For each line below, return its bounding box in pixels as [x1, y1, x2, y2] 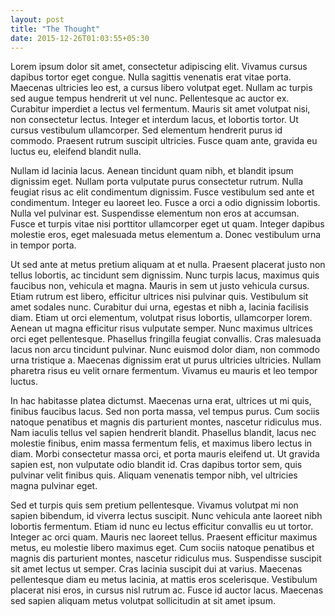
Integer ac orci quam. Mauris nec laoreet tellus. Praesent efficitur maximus [10, 531, 318, 543]
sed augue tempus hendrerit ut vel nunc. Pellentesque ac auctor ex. [10, 92, 290, 105]
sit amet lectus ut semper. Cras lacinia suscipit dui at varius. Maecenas [10, 563, 303, 575]
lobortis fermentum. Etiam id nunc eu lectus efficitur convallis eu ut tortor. [10, 521, 314, 533]
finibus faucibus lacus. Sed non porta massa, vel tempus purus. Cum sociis [10, 406, 320, 418]
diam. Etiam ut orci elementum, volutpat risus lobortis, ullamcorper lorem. [10, 312, 313, 324]
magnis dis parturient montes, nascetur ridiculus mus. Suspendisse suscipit [10, 552, 322, 565]
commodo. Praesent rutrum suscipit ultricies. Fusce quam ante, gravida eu [10, 135, 318, 147]
